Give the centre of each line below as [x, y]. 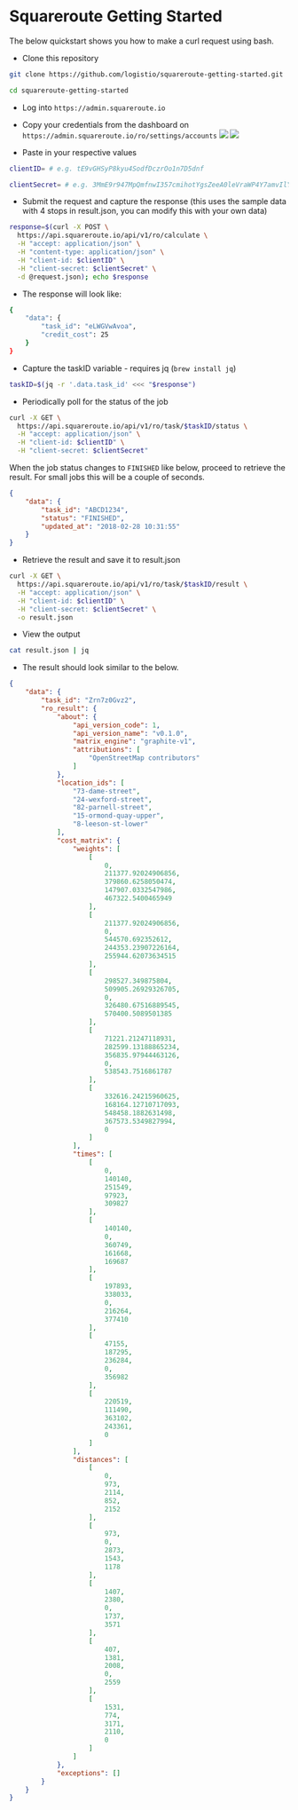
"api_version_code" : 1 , [117, 725]
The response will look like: [72, 294]
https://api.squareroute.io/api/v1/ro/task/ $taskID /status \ [133, 426]
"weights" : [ [97, 849]
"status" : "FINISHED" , [83, 518]
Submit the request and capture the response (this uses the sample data [154, 202]
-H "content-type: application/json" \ [91, 252]
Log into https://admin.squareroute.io [94, 107]
